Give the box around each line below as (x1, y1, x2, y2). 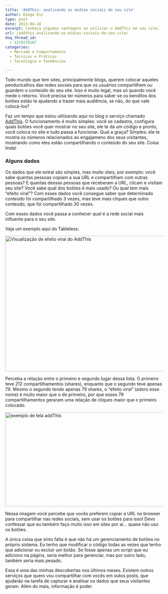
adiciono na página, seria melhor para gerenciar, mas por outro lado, (5, 552, 146, 558)
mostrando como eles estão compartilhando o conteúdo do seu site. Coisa (5, 140, 159, 146)
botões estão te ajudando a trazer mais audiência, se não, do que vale (5, 98, 150, 104)
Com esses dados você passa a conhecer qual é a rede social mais (5, 211, 144, 217)
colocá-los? (5, 103, 29, 109)
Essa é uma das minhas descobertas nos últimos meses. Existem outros (5, 567, 154, 573)
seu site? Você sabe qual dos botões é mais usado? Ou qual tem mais (5, 185, 149, 191)
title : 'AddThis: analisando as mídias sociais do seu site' (5, 7, 135, 13)
